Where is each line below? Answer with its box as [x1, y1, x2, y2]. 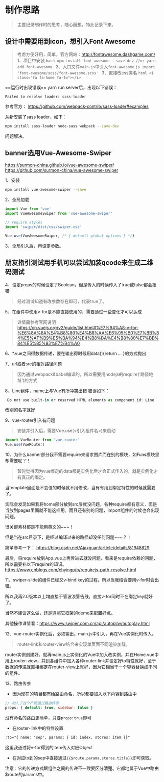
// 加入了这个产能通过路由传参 [5, 701, 60, 706]
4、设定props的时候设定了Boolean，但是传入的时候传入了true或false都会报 [5, 281, 157, 287]
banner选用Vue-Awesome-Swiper [5, 149, 112, 157]
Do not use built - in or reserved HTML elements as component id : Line [7, 398, 154, 403]
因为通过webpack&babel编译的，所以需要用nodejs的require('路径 [17, 371, 149, 377]
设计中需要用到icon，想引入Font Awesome [5, 37, 136, 46]
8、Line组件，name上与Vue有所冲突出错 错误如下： [5, 388, 110, 394]
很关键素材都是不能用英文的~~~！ [5, 524, 74, 530]
